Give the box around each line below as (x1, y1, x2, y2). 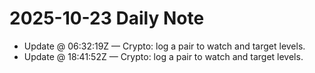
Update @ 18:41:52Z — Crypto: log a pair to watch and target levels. (23, 50, 304, 62)
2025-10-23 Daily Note (9, 7, 205, 30)
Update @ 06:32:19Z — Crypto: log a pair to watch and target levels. (23, 40, 306, 52)
